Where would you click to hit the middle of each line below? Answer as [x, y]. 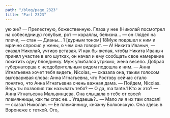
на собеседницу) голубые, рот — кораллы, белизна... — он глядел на [81, 34]
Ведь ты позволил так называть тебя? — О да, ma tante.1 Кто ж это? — [82, 88]
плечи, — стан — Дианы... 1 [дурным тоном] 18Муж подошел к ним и [80, 40]
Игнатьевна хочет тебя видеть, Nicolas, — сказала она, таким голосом [82, 72]
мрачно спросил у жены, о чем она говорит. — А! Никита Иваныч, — [80, 45]
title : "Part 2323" [26, 15]
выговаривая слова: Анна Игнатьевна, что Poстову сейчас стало [76, 77]
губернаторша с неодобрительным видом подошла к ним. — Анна [78, 67]
